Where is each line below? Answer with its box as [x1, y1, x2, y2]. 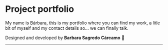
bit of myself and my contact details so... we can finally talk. [5, 25, 128, 31]
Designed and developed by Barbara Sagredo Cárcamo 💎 [5, 35, 125, 41]
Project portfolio [5, 3, 74, 15]
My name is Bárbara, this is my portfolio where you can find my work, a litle [5, 20, 160, 26]
